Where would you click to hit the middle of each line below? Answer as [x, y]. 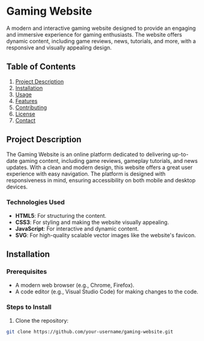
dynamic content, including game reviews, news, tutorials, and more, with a [101, 41]
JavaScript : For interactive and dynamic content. [77, 228]
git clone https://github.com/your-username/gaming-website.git [90, 332]
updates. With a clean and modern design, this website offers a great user [100, 167]
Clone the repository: [42, 320]
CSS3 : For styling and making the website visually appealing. [92, 222]
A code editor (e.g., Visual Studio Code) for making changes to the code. [107, 292]
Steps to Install [29, 307]
